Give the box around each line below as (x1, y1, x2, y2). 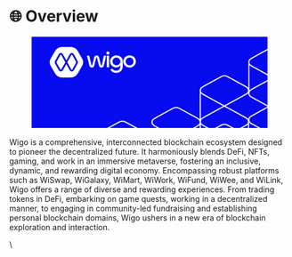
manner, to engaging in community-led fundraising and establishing (9, 203, 258, 213)
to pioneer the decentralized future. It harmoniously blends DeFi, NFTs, (9, 146, 270, 157)
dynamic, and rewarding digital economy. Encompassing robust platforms (9, 165, 280, 175)
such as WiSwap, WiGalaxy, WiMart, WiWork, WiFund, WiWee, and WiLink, (9, 174, 284, 185)
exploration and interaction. (9, 221, 110, 232)
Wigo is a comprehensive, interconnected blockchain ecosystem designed (9, 136, 283, 148)
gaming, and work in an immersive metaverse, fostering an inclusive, (9, 156, 261, 166)
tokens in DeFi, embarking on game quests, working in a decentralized (9, 193, 268, 204)
